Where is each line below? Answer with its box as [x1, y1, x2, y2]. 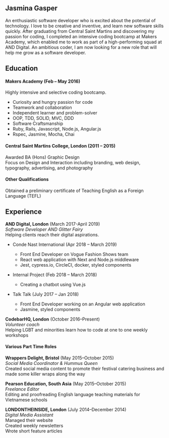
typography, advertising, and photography [5, 165, 93, 171]
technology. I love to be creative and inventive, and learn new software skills [5, 23, 164, 29]
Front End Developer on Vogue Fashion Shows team [20, 251, 129, 257]
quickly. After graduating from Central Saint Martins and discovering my [5, 28, 155, 34]
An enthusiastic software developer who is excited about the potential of [5, 17, 156, 23]
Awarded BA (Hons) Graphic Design [5, 154, 80, 160]
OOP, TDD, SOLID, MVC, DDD [12, 115, 74, 121]
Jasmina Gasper [5, 4, 58, 13]
